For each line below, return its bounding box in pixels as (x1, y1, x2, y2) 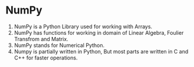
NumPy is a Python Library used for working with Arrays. (14, 23, 153, 30)
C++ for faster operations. (14, 54, 78, 61)
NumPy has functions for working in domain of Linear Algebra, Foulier (14, 29, 184, 36)
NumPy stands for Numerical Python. (14, 42, 105, 49)
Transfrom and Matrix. (14, 35, 68, 42)
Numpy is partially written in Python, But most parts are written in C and (14, 48, 189, 55)
